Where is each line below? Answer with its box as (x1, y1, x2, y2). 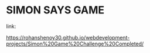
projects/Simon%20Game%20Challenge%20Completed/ (6, 40, 144, 47)
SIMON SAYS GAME (6, 3, 105, 17)
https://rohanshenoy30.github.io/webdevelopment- (6, 34, 130, 41)
